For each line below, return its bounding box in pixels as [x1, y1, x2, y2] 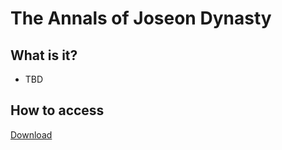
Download [10, 128, 53, 141]
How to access [10, 102, 105, 119]
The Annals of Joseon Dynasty [10, 7, 272, 30]
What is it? [10, 47, 78, 64]
